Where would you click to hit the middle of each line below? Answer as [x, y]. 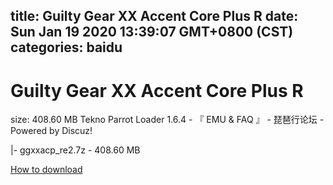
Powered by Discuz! [51, 131]
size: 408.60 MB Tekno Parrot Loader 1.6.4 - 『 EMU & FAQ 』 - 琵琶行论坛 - [167, 120]
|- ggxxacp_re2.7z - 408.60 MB [75, 150]
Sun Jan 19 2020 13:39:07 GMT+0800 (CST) [152, 32]
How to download [46, 170]
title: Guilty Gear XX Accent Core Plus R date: [154, 16]
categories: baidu [66, 47]
